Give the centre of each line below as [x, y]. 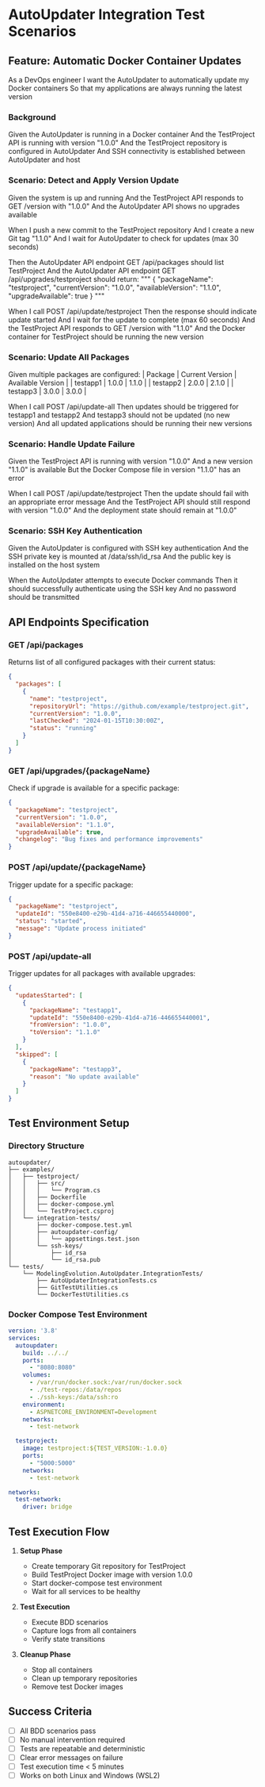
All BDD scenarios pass [58, 1731]
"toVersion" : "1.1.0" [65, 1032]
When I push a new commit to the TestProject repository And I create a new [131, 230]
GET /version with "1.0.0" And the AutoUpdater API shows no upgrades [124, 206]
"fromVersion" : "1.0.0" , [70, 1025]
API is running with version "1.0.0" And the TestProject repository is [118, 143]
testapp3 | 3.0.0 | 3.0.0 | [47, 391]
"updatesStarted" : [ [49, 995]
